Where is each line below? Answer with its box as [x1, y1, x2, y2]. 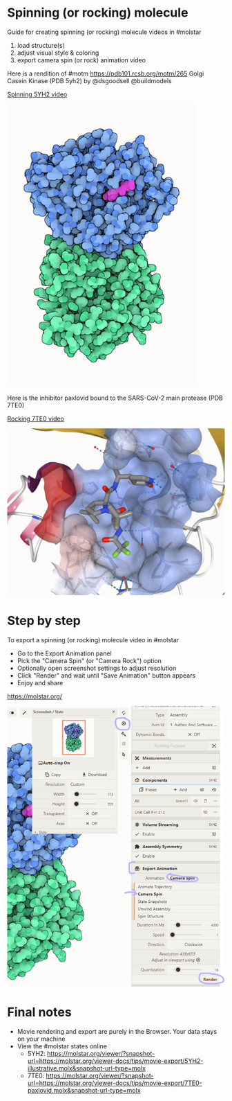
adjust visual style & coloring [17, 49, 99, 57]
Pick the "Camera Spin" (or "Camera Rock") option [17, 656, 162, 664]
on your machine [17, 1034, 66, 1043]
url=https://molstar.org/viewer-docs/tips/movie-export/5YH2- [27, 1057, 204, 1065]
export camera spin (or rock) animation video [17, 55, 146, 64]
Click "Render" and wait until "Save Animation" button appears [17, 671, 196, 680]
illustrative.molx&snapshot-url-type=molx [27, 1064, 146, 1072]
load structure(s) [17, 41, 66, 49]
